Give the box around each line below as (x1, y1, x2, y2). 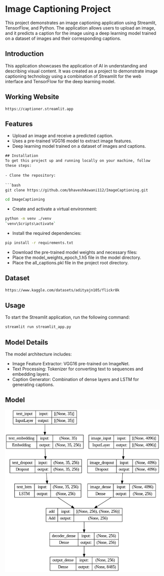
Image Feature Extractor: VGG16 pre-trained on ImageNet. (12, 361, 130, 367)
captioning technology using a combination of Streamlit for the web (5, 73, 141, 79)
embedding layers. (12, 371, 50, 377)
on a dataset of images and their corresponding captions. (5, 35, 121, 41)
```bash (5, 183, 21, 188)
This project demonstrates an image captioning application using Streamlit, (5, 20, 157, 26)
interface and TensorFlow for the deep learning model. (5, 78, 116, 84)
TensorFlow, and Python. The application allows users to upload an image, (5, 25, 156, 31)
